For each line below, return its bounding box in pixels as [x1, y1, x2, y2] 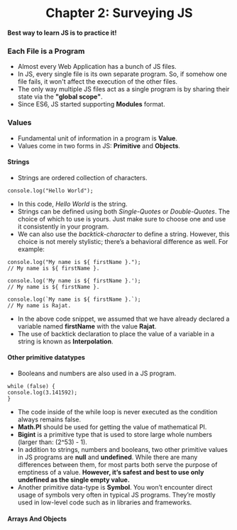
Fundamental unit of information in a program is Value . [17, 133, 177, 143]
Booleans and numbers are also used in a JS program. [17, 369, 177, 377]
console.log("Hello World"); [7, 187, 94, 194]
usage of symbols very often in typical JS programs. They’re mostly [17, 490, 216, 499]
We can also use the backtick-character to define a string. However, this [17, 229, 230, 238]
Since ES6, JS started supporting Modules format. [17, 100, 165, 109]
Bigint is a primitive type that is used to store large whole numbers [17, 430, 213, 438]
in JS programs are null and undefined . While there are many [17, 453, 198, 461]
